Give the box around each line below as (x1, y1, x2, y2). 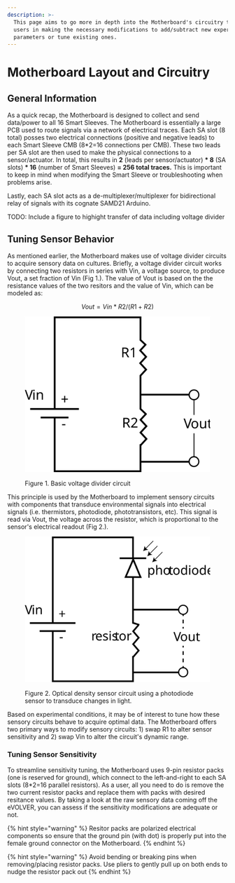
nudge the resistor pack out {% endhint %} (7, 867, 131, 876)
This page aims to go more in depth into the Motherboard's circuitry (13, 18, 224, 26)
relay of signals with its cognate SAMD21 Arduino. (7, 199, 151, 208)
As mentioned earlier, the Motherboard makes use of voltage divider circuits (7, 252, 227, 260)
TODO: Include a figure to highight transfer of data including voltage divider (7, 213, 225, 221)
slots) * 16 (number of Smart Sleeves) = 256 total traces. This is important (7, 163, 222, 172)
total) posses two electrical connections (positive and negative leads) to (7, 133, 215, 142)
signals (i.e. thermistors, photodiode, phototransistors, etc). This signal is (7, 507, 218, 515)
